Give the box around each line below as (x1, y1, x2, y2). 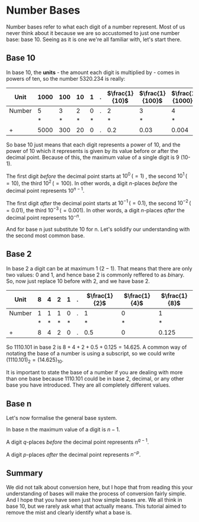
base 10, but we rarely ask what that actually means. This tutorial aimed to (6, 502, 187, 510)
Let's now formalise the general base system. (6, 415, 117, 422)
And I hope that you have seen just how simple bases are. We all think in (6, 496, 182, 504)
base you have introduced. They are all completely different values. (6, 381, 171, 389)
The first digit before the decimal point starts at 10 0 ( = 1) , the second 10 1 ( (6, 171, 188, 180)
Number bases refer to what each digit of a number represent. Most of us (6, 23, 185, 30)
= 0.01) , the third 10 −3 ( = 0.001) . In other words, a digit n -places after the (6, 206, 185, 214)
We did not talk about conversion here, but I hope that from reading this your (6, 484, 193, 491)
